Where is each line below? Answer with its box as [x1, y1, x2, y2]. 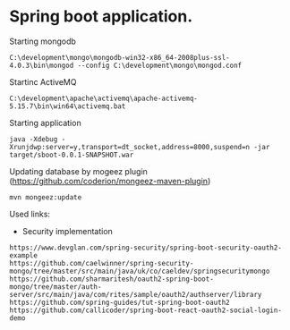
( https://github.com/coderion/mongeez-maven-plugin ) [9, 175, 211, 186]
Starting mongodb [9, 36, 76, 47]
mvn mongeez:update [9, 192, 82, 202]
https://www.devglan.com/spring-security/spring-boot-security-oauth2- [9, 243, 282, 252]
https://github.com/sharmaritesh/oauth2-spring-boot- [9, 275, 215, 283]
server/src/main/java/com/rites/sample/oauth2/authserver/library [9, 290, 262, 299]
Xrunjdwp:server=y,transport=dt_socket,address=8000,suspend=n [9, 142, 251, 151]
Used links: [9, 208, 51, 219]
